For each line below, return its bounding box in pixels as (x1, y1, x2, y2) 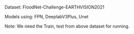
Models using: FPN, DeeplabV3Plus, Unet (4, 14, 89, 19)
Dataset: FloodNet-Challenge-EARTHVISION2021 (4, 4, 104, 10)
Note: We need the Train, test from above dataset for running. (4, 23, 130, 29)
